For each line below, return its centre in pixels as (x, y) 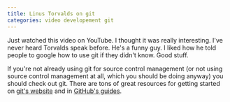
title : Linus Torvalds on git (51, 14)
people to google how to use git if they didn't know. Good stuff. (98, 55)
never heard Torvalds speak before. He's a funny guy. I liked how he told (112, 48)
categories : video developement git (60, 20)
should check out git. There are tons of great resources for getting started (114, 83)
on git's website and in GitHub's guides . (65, 91)
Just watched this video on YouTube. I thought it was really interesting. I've (115, 40)
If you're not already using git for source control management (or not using (115, 68)
